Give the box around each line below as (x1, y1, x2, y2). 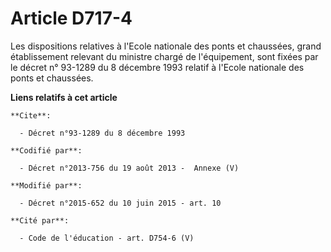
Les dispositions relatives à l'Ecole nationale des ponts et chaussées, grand (10, 40, 322, 52)
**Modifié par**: (10, 180, 83, 191)
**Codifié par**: (10, 145, 83, 156)
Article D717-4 (10, 7, 133, 30)
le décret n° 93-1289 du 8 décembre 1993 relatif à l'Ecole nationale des (10, 61, 305, 73)
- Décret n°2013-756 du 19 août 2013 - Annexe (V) (19, 163, 240, 173)
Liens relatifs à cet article (10, 91, 118, 103)
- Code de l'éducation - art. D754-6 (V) (19, 233, 195, 243)
